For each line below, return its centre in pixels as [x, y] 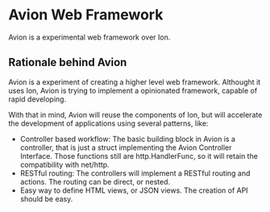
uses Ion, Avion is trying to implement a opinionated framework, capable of [133, 90]
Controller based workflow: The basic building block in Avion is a [128, 139]
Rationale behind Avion [68, 62]
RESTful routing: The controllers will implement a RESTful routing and [135, 173]
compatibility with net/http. [65, 164]
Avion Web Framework [86, 15]
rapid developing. [37, 99]
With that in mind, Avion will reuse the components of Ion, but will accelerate [135, 114]
